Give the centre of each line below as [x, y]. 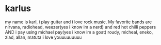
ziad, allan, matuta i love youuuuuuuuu [43, 37]
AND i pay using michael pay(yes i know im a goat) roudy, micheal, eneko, [79, 32]
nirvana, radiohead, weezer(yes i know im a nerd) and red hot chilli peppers [80, 27]
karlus [18, 8]
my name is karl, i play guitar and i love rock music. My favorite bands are [78, 22]
